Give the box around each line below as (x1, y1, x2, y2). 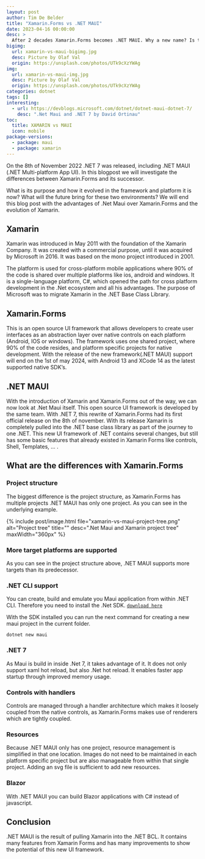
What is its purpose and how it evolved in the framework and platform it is (6, 187, 192, 194)
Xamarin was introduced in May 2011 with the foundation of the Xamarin (6, 240, 187, 247)
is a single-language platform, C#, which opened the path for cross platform (6, 278, 198, 285)
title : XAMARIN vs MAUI (12, 123, 72, 129)
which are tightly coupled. (6, 715, 72, 722)
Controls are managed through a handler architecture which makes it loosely (6, 701, 199, 709)
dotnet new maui (6, 632, 48, 638)
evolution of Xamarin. (6, 206, 60, 214)
